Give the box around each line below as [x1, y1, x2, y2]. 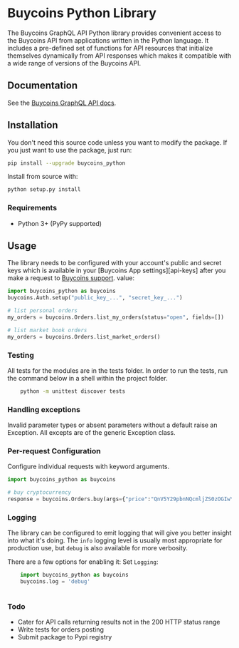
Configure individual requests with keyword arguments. [7, 462, 170, 471]
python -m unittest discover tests [20, 387, 126, 395]
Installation [7, 119, 58, 131]
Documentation [7, 80, 78, 92]
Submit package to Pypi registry [17, 633, 112, 642]
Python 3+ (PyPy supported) [17, 219, 102, 227]
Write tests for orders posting [17, 625, 105, 634]
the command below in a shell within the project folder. [7, 374, 169, 382]
